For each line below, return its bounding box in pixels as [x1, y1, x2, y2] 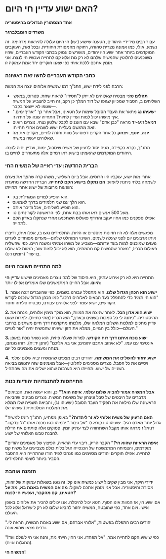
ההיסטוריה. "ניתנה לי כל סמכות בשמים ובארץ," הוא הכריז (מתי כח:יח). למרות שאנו [5, 314, 158, 320]
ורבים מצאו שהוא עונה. [5, 525, 47, 531]
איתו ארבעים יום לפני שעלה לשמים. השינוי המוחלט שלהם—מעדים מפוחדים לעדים [5, 235, 157, 241]
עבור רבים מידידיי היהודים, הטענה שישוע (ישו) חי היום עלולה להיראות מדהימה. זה [5, 38, 155, 45]
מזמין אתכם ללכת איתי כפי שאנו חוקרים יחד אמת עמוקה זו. [5, 59, 114, 65]
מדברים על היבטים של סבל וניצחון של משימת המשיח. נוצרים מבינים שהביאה [5, 394, 147, 400]
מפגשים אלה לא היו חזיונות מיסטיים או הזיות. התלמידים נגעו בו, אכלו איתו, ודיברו [5, 229, 153, 235]
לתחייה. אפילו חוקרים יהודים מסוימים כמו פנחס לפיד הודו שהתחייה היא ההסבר [5, 450, 151, 456]
